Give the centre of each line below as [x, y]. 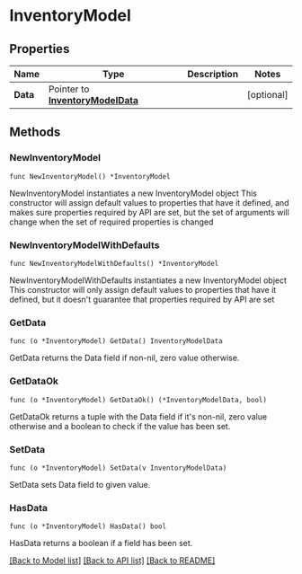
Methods [35, 132]
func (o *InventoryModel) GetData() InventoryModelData [116, 341]
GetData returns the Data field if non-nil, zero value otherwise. [124, 358]
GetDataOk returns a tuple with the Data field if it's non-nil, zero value [138, 416]
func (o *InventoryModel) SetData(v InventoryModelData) [118, 468]
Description [213, 74]
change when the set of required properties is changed [111, 222]
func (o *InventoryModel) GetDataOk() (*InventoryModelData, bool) [138, 400]
